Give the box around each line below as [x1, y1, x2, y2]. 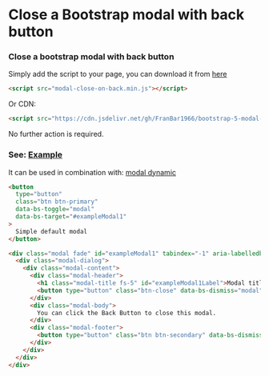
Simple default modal [15, 227, 88, 235]
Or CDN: [8, 99, 36, 109]
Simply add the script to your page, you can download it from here [8, 70, 227, 79]
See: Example [8, 150, 62, 161]
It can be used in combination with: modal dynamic [8, 167, 177, 177]
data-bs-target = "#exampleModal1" [15, 213, 127, 221]
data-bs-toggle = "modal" [15, 206, 94, 214]
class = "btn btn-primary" [15, 198, 98, 206]
